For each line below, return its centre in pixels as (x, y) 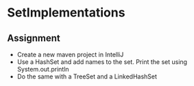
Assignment (34, 38)
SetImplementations (66, 13)
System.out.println (43, 69)
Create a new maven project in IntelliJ (70, 54)
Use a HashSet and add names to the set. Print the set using (102, 62)
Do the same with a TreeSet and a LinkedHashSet (87, 76)
